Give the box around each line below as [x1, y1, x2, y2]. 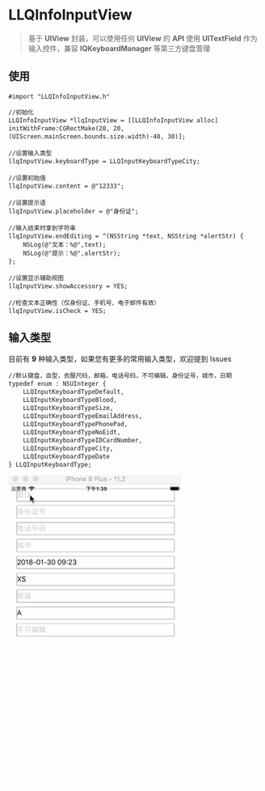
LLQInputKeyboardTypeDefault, [23, 387, 125, 395]
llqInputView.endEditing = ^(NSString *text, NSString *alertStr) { [8, 232, 244, 240]
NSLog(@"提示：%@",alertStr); [23, 249, 121, 257]
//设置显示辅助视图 [8, 273, 65, 282]
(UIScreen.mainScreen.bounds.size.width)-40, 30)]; [8, 132, 186, 141]
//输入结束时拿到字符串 [8, 224, 77, 232]
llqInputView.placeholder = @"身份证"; [8, 207, 139, 215]
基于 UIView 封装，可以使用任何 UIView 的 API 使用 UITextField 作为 [27, 33, 258, 43]
